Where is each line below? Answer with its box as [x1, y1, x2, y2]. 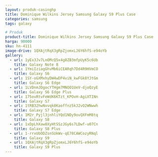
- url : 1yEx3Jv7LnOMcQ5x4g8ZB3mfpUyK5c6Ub [9, 57, 98, 62]
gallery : [5, 53, 23, 58]
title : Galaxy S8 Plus [14, 126, 61, 131]
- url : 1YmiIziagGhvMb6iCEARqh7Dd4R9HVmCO [9, 67, 98, 72]
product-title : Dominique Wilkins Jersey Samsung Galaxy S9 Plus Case [5, 35, 154, 39]
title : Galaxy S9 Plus [14, 145, 61, 150]
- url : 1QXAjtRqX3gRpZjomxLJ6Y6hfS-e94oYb [9, 140, 98, 145]
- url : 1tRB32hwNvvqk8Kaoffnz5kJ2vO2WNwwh [9, 103, 98, 109]
